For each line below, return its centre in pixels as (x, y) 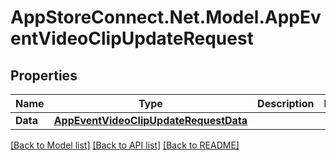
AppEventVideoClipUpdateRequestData (150, 120)
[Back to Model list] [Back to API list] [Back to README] (125, 145)
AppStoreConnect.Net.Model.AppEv (166, 17)
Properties (44, 75)
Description (286, 103)
